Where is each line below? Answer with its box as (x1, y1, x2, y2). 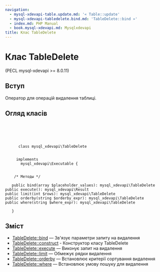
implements (16, 157, 38, 162)
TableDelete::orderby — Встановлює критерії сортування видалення (12, 256, 156, 262)
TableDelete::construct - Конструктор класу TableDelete (12, 240, 128, 246)
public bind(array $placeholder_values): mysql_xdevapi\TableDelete (11, 183, 155, 188)
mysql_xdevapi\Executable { (20, 161, 78, 166)
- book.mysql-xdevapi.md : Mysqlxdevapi (9, 26, 92, 31)
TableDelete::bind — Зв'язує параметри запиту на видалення (12, 235, 140, 241)
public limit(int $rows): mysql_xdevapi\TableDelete (5, 191, 116, 196)
